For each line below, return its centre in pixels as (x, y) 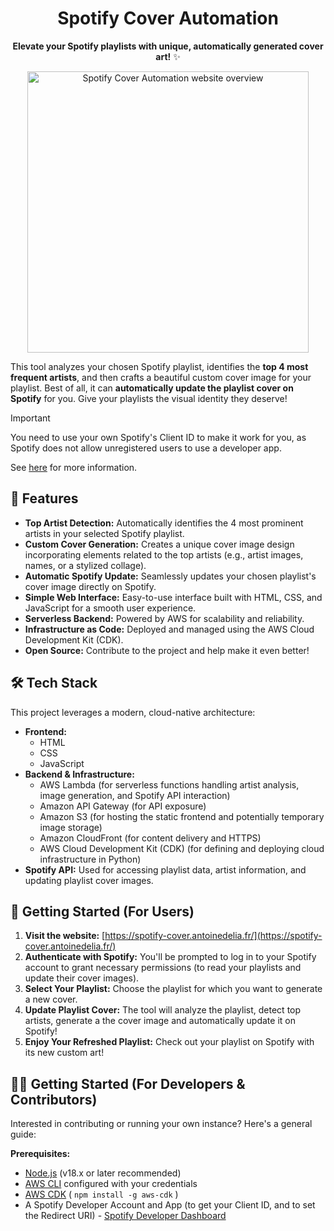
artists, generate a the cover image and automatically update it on (160, 1021)
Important (30, 418)
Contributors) (54, 1099)
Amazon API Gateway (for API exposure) (123, 806)
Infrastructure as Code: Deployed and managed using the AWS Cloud (169, 629)
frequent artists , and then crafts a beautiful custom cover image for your (161, 377)
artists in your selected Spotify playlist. (104, 533)
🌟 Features (44, 498)
